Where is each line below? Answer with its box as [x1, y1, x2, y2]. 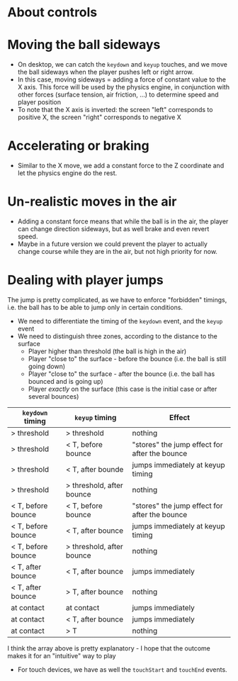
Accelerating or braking [7, 138, 150, 154]
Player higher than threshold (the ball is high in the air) [28, 347, 187, 355]
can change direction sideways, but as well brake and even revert [17, 225, 210, 233]
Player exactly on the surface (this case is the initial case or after [28, 384, 217, 393]
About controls [7, 4, 98, 21]
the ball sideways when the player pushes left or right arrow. [17, 68, 194, 77]
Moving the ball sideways [7, 37, 161, 53]
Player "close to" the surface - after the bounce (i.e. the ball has [28, 370, 215, 378]
